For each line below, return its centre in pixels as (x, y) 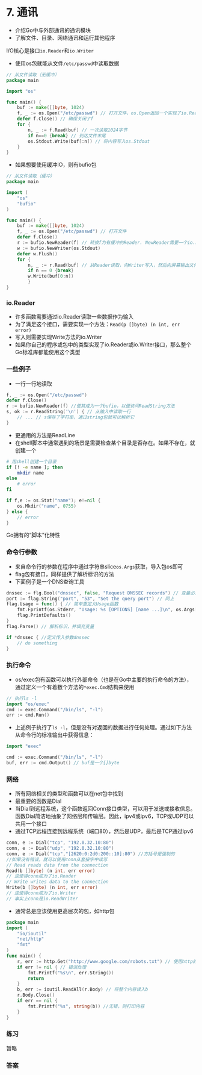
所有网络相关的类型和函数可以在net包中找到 (69, 794)
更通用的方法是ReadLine (45, 435)
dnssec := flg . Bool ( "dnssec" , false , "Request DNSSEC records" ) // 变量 (98, 593)
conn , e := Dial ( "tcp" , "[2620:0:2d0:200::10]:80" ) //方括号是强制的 (91, 854)
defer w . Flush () (38, 254)
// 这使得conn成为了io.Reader (41, 876)
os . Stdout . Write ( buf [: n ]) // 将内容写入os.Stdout (89, 141)
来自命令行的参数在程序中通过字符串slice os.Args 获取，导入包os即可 (99, 566)
